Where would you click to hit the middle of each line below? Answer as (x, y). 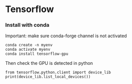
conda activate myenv (28, 50)
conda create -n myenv (29, 45)
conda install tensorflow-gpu (37, 54)
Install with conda (27, 25)
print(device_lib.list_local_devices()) (48, 77)
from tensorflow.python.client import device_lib (58, 72)
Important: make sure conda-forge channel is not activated (66, 36)
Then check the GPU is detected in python (49, 63)
